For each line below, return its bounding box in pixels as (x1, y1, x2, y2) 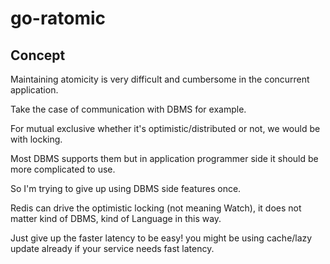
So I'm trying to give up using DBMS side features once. (10, 183, 242, 194)
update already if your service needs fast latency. (10, 243, 215, 254)
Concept (10, 47, 66, 64)
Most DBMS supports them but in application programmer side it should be (10, 153, 319, 164)
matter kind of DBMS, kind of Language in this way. (10, 213, 222, 224)
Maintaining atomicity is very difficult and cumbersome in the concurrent (10, 73, 310, 85)
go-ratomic (10, 7, 107, 30)
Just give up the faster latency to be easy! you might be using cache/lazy (10, 232, 313, 244)
